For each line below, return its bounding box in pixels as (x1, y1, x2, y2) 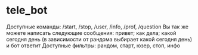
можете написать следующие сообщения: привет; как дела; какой (6, 29, 177, 36)
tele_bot (6, 4, 48, 17)
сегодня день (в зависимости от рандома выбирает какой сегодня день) (6, 35, 193, 43)
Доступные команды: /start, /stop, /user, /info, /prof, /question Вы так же (6, 23, 189, 30)
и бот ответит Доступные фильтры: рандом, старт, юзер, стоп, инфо (6, 42, 181, 49)
